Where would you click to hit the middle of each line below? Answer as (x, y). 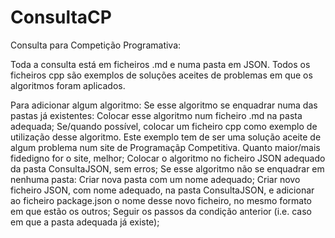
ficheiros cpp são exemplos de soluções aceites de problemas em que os (161, 75)
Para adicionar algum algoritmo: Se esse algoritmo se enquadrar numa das (164, 105)
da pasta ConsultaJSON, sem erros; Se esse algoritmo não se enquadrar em (167, 168)
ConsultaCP (61, 17)
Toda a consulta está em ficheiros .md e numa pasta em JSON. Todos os (160, 64)
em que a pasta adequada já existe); (85, 222)
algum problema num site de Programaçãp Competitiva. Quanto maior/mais (165, 147)
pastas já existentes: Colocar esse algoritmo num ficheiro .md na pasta (156, 115)
